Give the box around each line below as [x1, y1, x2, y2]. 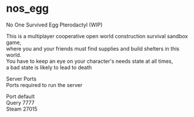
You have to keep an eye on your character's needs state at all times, [6, 58, 173, 65]
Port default [6, 93, 35, 100]
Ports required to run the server [6, 81, 83, 88]
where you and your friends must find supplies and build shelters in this [6, 45, 180, 52]
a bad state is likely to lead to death [6, 63, 92, 71]
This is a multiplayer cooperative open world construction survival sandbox [6, 32, 188, 39]
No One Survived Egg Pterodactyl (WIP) [6, 21, 103, 28]
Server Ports [6, 75, 37, 82]
